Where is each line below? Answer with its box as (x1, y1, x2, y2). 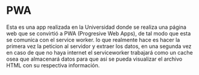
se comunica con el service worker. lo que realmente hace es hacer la (6, 36, 180, 43)
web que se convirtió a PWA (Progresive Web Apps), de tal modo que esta (6, 29, 191, 37)
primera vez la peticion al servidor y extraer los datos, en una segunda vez (6, 43, 192, 50)
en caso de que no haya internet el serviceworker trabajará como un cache (6, 49, 193, 56)
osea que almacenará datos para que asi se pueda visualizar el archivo (6, 55, 183, 62)
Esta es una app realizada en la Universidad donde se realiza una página (6, 23, 187, 31)
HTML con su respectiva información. (6, 61, 100, 69)
